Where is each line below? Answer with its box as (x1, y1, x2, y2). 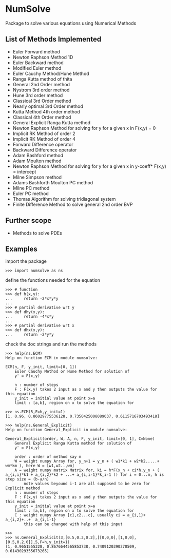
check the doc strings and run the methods (5, 341, 97, 347)
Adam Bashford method (12, 152, 63, 158)
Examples (5, 244, 37, 253)
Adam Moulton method (12, 158, 62, 164)
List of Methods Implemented (5, 35, 102, 44)
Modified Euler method (12, 65, 62, 71)
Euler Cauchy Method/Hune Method (12, 70, 89, 76)
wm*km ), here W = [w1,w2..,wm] (5, 463, 74, 469)
